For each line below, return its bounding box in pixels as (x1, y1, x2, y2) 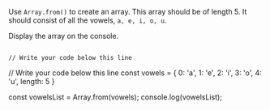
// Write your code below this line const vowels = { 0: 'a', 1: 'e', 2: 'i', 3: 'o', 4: (8, 68, 262, 78)
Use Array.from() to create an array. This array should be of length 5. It (8, 7, 247, 16)
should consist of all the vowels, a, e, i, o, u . (8, 15, 167, 25)
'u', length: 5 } (8, 77, 55, 86)
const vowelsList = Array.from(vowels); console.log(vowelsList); (8, 92, 223, 102)
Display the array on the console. (8, 32, 119, 40)
